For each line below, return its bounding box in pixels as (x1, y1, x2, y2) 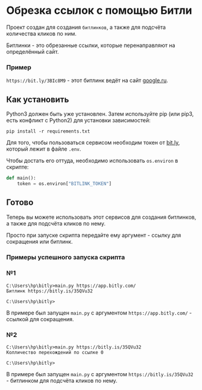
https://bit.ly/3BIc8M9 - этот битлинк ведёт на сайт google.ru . (6, 77, 168, 84)
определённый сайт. (6, 48, 59, 55)
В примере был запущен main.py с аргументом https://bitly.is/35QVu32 (6, 371, 194, 378)
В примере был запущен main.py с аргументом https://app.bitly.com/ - (6, 309, 192, 316)
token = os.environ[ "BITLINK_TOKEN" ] (17, 180, 112, 187)
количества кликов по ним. (6, 30, 77, 37)
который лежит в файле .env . (6, 145, 81, 153)
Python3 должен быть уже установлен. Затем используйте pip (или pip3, (6, 110, 194, 118)
